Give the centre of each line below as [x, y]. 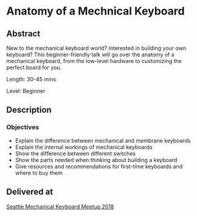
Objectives [23, 127]
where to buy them [39, 173]
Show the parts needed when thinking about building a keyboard [96, 160]
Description [29, 110]
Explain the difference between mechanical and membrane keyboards [103, 140]
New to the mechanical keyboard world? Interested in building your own [96, 48]
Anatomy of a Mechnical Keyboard [95, 11]
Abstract [23, 34]
